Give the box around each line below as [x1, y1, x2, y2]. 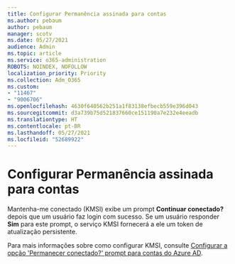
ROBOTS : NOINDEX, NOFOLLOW [7, 63, 87, 70]
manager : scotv [7, 30, 53, 38]
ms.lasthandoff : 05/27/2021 [7, 129, 91, 136]
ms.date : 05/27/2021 [7, 37, 69, 44]
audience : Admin [7, 43, 55, 50]
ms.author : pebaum [7, 17, 62, 24]
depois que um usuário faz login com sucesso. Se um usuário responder [7, 212, 220, 221]
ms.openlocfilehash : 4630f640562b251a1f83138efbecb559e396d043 [7, 103, 199, 110]
